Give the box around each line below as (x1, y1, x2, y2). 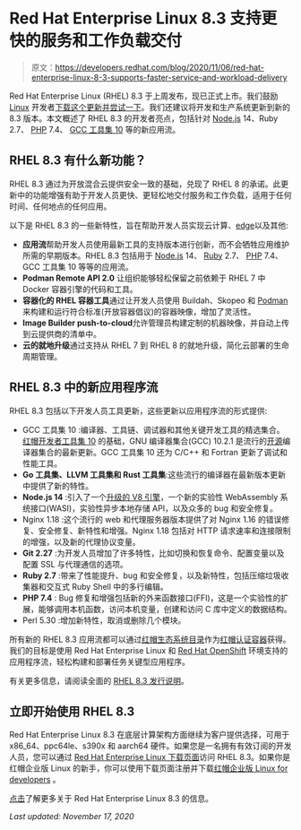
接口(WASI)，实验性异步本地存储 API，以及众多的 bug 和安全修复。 (30, 503, 279, 514)
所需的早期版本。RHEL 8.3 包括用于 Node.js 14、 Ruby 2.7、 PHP (21, 250, 262, 261)
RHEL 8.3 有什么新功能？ (9, 153, 147, 169)
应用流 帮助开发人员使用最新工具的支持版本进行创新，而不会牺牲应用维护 (21, 238, 289, 249)
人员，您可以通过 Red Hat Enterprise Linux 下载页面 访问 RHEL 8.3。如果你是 (9, 752, 291, 763)
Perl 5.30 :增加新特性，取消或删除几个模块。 (21, 615, 186, 626)
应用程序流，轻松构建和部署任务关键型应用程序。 (9, 656, 190, 667)
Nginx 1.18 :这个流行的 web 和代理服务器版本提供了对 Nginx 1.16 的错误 (21, 514, 282, 524)
